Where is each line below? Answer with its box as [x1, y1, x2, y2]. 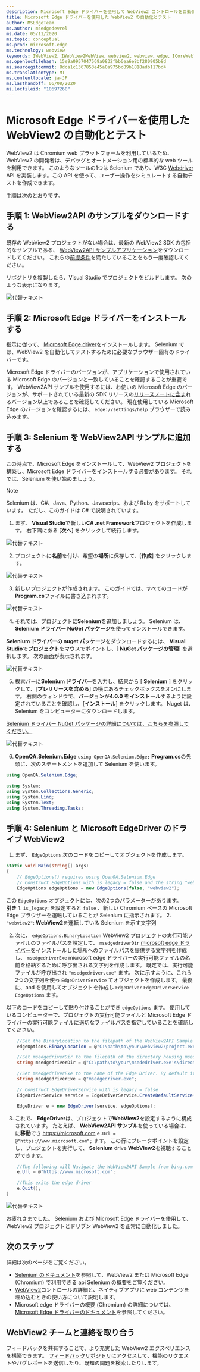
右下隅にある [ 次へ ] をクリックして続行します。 [26, 527, 142, 534]
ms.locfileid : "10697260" [6, 86, 70, 92]
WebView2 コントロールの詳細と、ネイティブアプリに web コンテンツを [14, 1286, 189, 1293]
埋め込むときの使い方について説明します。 [14, 1293, 119, 1301]
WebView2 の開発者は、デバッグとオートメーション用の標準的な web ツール [6, 156, 193, 164]
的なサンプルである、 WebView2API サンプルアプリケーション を [6, 246, 164, 253]
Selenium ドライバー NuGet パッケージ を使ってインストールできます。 [14, 625, 188, 632]
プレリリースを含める [37, 685, 90, 693]
